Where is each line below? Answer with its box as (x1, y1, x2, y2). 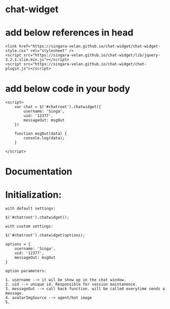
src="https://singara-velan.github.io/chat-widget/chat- (23, 62, 147, 67)
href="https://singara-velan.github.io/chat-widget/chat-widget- (18, 44, 160, 49)
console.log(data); (23, 136, 65, 141)
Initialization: (5, 189, 62, 201)
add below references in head (5, 27, 134, 39)
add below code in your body (5, 83, 131, 95)
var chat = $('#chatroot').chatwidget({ (14, 105, 101, 110)
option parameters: (5, 269, 47, 274)
